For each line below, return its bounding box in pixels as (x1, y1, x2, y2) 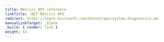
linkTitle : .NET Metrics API (5, 12, 64, 16)
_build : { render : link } (5, 25, 58, 30)
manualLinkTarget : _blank (5, 20, 58, 26)
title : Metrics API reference (5, 7, 67, 12)
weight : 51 (5, 29, 27, 34)
